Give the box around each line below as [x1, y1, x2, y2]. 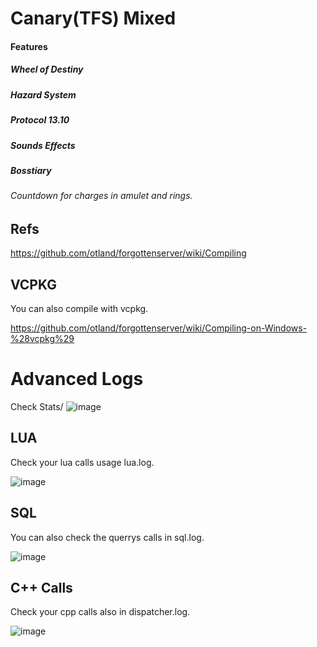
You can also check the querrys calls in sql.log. [10, 531, 205, 543]
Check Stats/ [10, 401, 64, 413]
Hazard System [10, 88, 77, 101]
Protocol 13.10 [10, 114, 70, 126]
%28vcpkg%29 [10, 333, 75, 345]
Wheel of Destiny [10, 63, 84, 76]
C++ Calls [10, 580, 73, 597]
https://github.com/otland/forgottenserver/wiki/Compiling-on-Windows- [10, 322, 308, 334]
